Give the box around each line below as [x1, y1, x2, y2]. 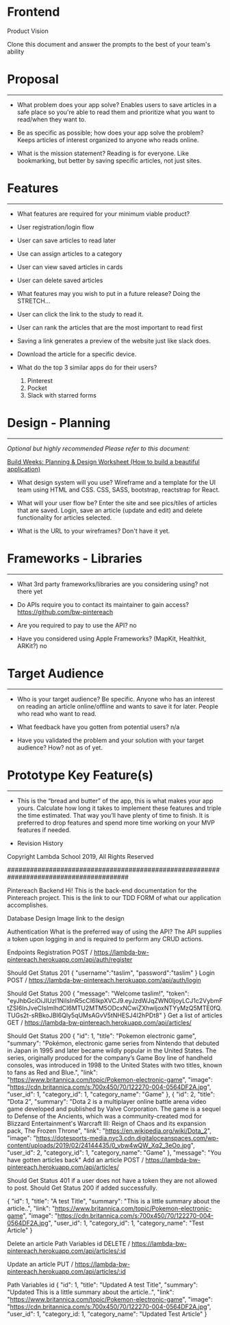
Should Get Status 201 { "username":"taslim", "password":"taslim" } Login [7, 969, 216, 977]
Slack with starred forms [27, 391, 97, 399]
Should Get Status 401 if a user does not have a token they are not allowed [7, 1176, 218, 1184]
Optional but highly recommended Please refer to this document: [7, 444, 190, 452]
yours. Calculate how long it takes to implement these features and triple [16, 804, 222, 812]
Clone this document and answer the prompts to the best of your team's [7, 40, 211, 48]
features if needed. [16, 825, 71, 834]
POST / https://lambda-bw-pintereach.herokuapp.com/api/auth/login [7, 976, 202, 984]
